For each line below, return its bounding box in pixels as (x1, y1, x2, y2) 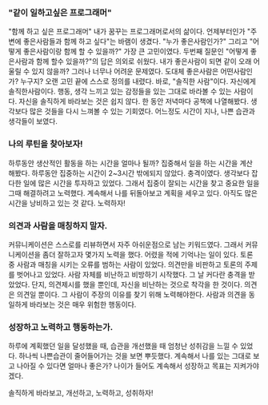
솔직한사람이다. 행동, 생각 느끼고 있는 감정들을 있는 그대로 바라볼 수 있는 (8, 86, 232, 97)
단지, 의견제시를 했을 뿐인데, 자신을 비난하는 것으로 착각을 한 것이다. (31, 280, 242, 289)
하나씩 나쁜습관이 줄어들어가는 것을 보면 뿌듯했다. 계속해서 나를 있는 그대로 (18, 351, 252, 361)
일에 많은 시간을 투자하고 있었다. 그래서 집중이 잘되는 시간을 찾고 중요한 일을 (22, 178, 260, 188)
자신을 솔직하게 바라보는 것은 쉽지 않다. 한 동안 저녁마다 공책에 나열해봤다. (18, 97, 250, 106)
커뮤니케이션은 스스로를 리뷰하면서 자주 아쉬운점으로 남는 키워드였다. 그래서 (8, 240, 244, 249)
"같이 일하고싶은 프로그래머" (8, 6, 112, 18)
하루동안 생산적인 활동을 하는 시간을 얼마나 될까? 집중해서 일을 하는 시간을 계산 (8, 158, 254, 168)
